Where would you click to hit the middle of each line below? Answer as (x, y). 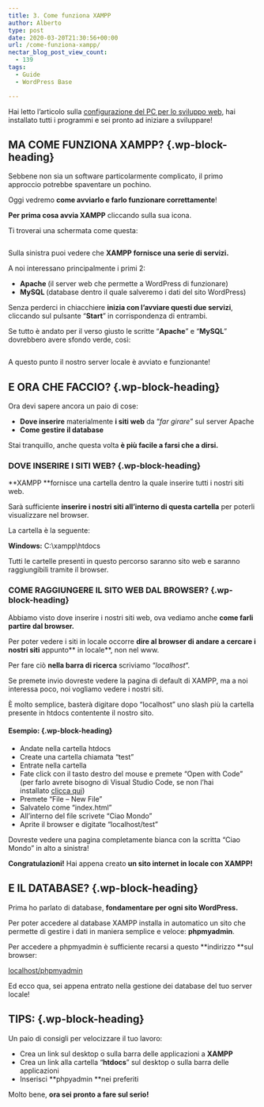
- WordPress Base (44, 82)
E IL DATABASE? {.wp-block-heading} (104, 889)
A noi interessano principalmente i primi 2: (77, 268)
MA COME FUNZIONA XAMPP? (86, 145)
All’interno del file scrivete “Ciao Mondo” (86, 816)
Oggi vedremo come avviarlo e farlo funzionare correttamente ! (113, 200)
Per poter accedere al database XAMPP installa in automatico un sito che (127, 923)
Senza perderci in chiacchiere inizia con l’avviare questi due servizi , (121, 308)
